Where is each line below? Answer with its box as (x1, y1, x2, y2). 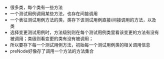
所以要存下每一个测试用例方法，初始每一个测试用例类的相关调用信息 (9, 42, 150, 47)
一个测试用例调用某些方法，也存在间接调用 (9, 10, 98, 16)
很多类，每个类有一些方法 (9, 4, 63, 10)
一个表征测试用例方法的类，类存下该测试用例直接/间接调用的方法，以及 (9, 17, 156, 22)
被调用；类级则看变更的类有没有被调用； (9, 35, 93, 41)
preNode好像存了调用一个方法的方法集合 (9, 48, 94, 54)
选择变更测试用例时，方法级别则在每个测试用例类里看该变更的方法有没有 (9, 29, 159, 35)
